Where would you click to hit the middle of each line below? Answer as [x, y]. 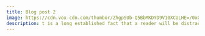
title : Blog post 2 [31, 12]
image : [15, 18]
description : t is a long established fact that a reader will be [92, 23]
